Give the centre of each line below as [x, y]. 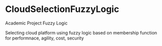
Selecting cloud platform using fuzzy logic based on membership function [81, 32]
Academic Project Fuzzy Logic [37, 23]
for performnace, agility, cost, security [45, 38]
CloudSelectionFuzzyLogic [62, 9]
